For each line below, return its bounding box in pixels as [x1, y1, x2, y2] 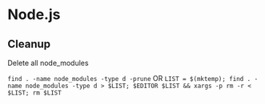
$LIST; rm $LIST [7, 89, 62, 97]
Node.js [7, 6, 61, 24]
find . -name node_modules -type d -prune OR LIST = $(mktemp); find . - [7, 74, 259, 83]
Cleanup [7, 37, 51, 51]
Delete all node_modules [7, 58, 89, 67]
